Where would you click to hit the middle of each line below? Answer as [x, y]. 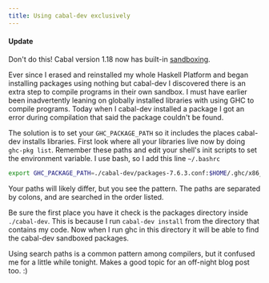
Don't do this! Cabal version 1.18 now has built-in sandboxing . [109, 59]
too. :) [18, 270]
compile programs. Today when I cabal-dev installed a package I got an [126, 108]
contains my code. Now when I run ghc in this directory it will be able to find [134, 229]
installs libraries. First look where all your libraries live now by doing [134, 141]
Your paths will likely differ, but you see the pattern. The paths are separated [134, 188]
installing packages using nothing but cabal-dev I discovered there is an [127, 83]
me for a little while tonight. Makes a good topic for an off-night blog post [129, 262]
